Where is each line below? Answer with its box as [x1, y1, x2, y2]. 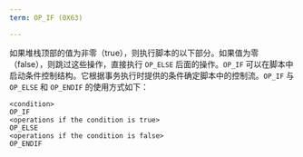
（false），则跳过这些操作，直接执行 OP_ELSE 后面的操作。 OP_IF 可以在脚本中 [9, 58, 294, 69]
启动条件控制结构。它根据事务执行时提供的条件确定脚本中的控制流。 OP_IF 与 [9, 70, 295, 81]
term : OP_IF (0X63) [9, 13, 83, 23]
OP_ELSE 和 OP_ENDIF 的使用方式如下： [9, 81, 150, 92]
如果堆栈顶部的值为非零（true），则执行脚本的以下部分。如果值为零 [9, 47, 259, 58]
